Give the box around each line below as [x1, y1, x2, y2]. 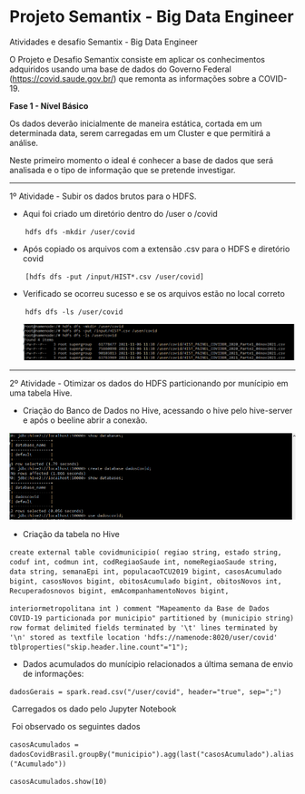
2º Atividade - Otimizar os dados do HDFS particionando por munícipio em [9, 378, 289, 389]
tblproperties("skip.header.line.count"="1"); [9, 642, 189, 652]
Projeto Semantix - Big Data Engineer [9, 6, 294, 27]
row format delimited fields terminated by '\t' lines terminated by [9, 623, 279, 632]
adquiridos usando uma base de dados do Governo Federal [9, 64, 231, 74]
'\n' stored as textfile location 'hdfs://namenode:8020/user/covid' [9, 632, 279, 642]
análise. [9, 137, 39, 148]
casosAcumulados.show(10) [9, 777, 107, 786]
